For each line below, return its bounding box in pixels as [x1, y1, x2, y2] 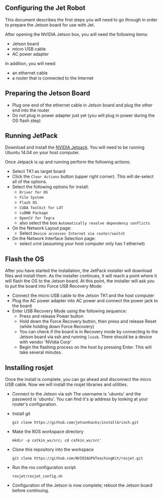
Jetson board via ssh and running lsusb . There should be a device [19, 334, 152, 340]
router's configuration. [12, 401, 57, 407]
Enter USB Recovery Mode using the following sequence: [12, 308, 127, 314]
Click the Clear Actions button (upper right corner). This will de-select [12, 173, 154, 179]
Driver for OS [19, 190, 48, 195]
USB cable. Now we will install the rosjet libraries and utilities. [5, 381, 128, 388]
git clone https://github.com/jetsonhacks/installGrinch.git [12, 420, 139, 425]
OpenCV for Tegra [19, 216, 55, 221]
